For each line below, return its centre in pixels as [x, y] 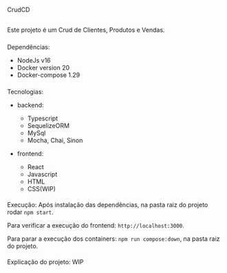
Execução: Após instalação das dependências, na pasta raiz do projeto [108, 205]
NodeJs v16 [34, 60]
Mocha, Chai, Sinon [55, 140]
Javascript [42, 175]
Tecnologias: [25, 92]
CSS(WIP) [42, 189]
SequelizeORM [48, 126]
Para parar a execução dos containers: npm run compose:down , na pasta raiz [113, 239]
